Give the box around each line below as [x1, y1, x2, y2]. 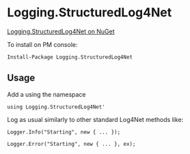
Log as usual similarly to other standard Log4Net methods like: [7, 115, 184, 123]
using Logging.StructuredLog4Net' [7, 104, 106, 110]
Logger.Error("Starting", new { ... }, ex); [7, 140, 136, 147]
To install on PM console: [7, 40, 78, 48]
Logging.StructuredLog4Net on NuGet [7, 27, 115, 35]
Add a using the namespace [7, 90, 87, 98]
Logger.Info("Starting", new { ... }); [7, 128, 121, 136]
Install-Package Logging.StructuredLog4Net [7, 53, 133, 61]
